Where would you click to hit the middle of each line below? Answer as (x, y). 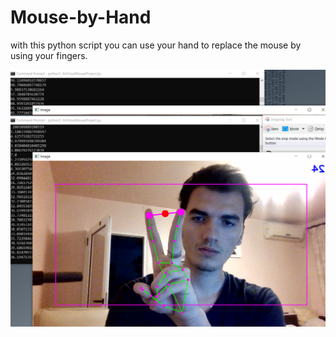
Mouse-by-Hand (81, 17)
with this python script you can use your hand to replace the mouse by (156, 45)
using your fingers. (49, 55)
